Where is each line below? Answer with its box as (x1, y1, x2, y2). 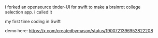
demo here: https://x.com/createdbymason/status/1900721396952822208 (5, 28, 154, 33)
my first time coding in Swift (5, 19, 61, 24)
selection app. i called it (5, 9, 52, 15)
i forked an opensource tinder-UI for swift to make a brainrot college (5, 4, 141, 10)
